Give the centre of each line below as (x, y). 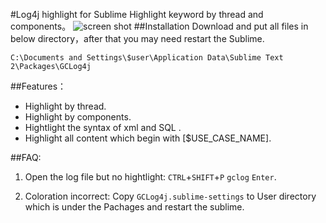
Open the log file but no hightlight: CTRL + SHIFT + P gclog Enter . (150, 177)
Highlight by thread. (65, 106)
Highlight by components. (78, 117)
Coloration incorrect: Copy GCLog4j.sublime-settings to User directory (170, 196)
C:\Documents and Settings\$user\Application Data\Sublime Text (147, 58)
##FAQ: (26, 157)
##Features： (38, 86)
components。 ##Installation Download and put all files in (159, 26)
